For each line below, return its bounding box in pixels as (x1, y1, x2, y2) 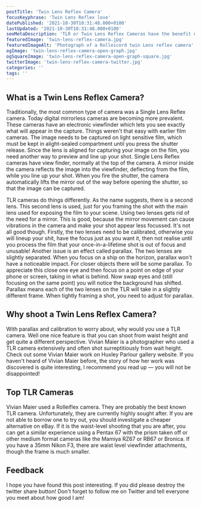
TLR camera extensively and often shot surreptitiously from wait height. (6, 344, 182, 352)
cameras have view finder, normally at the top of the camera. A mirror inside (6, 160, 194, 167)
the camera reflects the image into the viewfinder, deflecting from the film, (6, 166, 190, 173)
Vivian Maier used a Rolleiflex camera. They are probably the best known (6, 403, 187, 410)
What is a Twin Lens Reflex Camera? (6, 92, 145, 103)
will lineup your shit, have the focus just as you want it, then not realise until (6, 235, 193, 242)
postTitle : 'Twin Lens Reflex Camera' (6, 8, 103, 15)
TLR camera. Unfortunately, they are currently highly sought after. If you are (6, 409, 193, 417)
